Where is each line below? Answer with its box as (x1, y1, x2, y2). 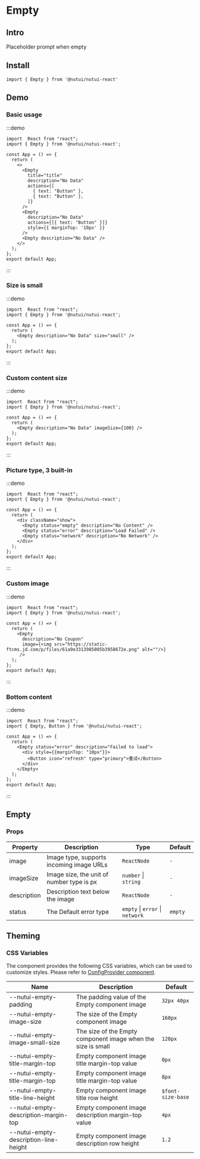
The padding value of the (76, 993, 147, 1001)
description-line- (9, 1136, 58, 1144)
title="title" (27, 172, 62, 178)
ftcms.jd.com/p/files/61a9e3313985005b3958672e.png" (6, 646, 140, 652)
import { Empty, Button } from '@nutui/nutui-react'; (6, 723, 143, 729)
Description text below (46, 887, 110, 895)
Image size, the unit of (46, 870, 109, 879)
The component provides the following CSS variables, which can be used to (6, 962, 192, 970)
